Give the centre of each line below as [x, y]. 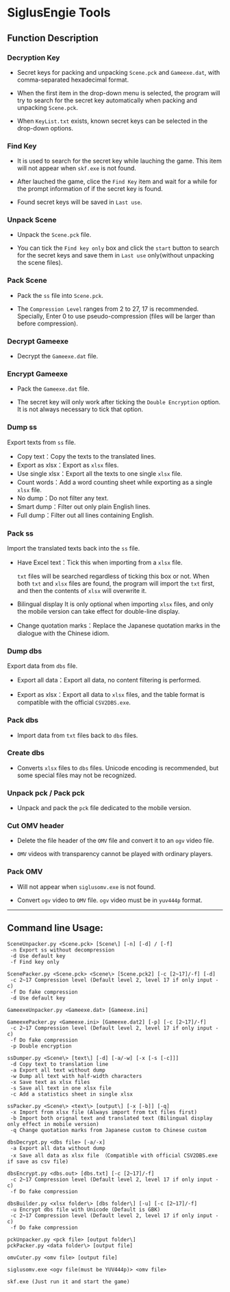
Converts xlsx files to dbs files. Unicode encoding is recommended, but [118, 768]
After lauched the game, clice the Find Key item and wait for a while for [117, 182]
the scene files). [40, 263]
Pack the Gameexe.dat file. [53, 389]
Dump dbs [25, 651]
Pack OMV [25, 872]
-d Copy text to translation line [59, 1064]
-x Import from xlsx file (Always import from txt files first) [103, 1112]
